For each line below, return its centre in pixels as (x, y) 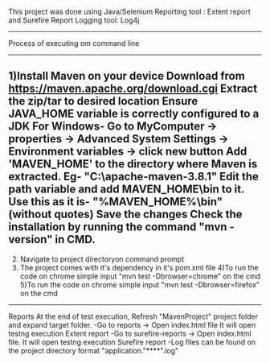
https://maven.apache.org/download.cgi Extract (133, 89)
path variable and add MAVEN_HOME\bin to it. (127, 190)
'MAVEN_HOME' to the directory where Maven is (133, 164)
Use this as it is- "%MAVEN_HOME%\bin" (116, 202)
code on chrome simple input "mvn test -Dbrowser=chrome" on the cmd (140, 276)
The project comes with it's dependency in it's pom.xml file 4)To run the (139, 267)
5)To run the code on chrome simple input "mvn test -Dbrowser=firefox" (139, 284)
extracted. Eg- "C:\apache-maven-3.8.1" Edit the (134, 177)
